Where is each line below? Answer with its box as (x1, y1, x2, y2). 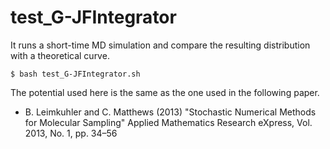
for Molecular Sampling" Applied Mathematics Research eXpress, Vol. (24, 116, 313, 128)
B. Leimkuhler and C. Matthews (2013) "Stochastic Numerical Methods (24, 106, 317, 118)
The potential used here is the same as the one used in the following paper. (10, 86, 320, 98)
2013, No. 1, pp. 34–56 (24, 127, 118, 139)
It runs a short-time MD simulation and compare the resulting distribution (10, 39, 311, 51)
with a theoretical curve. (10, 49, 110, 61)
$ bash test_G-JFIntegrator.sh (10, 69, 141, 79)
